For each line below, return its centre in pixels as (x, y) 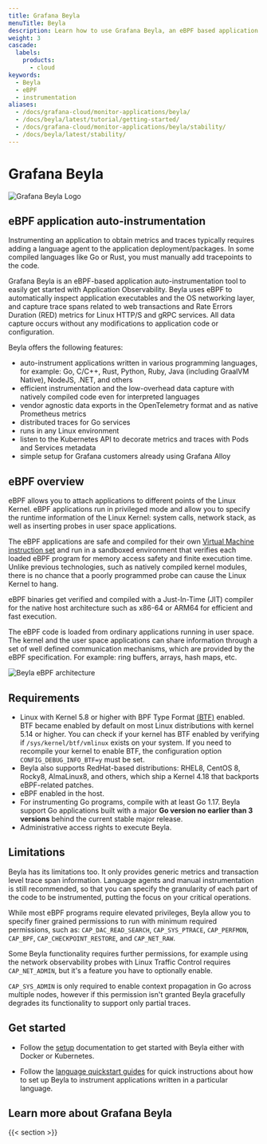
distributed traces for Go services (75, 422)
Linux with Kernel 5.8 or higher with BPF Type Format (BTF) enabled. (132, 717)
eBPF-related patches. (57, 785)
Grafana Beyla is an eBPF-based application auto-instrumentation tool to (128, 281)
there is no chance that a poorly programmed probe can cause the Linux (128, 576)
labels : (28, 53)
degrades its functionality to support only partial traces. (100, 1003)
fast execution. (33, 616)
